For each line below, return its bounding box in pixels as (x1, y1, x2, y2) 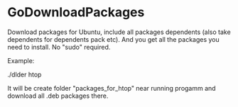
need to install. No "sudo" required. (7, 43, 111, 51)
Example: (7, 56, 35, 64)
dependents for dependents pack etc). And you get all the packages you (7, 35, 220, 43)
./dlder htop (7, 70, 42, 79)
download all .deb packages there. (7, 91, 109, 100)
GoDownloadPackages (7, 4, 145, 21)
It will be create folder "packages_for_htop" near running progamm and (7, 84, 216, 92)
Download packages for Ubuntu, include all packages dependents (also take (7, 28, 231, 36)
